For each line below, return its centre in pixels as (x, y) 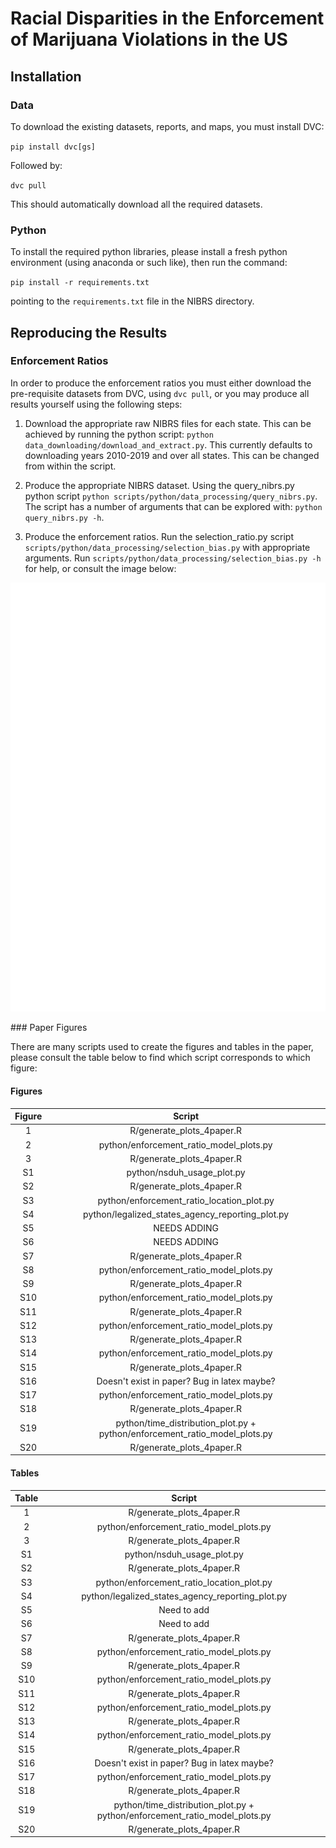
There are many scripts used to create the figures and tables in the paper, (162, 1047)
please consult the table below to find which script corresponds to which (160, 1058)
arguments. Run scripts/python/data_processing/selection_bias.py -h (173, 558)
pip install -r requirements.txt (80, 283)
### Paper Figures (49, 1028)
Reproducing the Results (89, 332)
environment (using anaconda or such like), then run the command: (149, 263)
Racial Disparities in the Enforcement (167, 18)
